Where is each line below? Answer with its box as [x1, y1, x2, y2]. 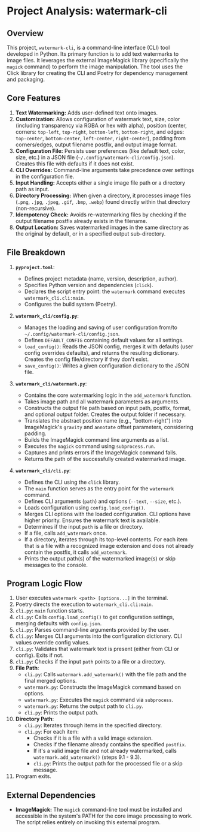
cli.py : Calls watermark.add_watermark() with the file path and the [24, 671, 187, 678]
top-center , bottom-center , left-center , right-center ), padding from [15, 134, 186, 141]
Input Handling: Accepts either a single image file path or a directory [15, 179, 186, 186]
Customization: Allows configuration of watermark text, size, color [15, 115, 180, 122]
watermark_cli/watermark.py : [15, 379, 87, 387]
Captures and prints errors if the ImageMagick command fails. [24, 448, 178, 456]
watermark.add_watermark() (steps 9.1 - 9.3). [33, 753, 142, 761]
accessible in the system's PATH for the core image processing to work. [15, 812, 193, 819]
